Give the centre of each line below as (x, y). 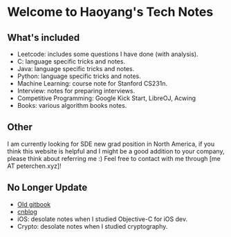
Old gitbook (34, 204)
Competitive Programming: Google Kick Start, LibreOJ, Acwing (106, 98)
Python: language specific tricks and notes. (79, 76)
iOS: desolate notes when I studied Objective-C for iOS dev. (102, 219)
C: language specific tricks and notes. (71, 61)
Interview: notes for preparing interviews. (76, 91)
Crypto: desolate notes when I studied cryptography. (92, 226)
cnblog (27, 211)
